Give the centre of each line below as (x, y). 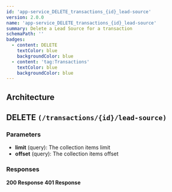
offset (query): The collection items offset (67, 154)
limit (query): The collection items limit (63, 148)
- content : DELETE (35, 45)
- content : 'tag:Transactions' (51, 62)
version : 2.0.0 (25, 17)
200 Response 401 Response (43, 182)
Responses (23, 169)
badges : (16, 39)
